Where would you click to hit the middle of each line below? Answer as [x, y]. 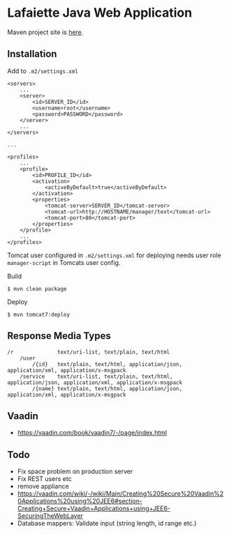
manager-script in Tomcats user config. [64, 262]
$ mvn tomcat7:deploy [39, 314]
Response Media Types [59, 336]
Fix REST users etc [44, 479]
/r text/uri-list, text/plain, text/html [89, 352]
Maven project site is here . [45, 32]
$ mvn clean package [37, 289]
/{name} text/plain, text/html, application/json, [107, 388]
